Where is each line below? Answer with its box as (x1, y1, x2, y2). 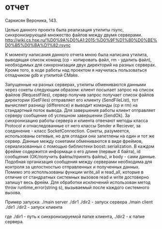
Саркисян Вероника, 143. (5, 17, 57, 23)
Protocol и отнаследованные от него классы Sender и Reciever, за (5, 122, 141, 128)
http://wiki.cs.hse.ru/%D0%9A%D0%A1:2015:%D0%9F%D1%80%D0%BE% (5, 37, 157, 43)
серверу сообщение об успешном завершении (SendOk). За (5, 112, 130, 118)
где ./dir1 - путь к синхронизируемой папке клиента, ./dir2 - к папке (5, 214, 145, 219)
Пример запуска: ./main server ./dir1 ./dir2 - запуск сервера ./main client (5, 199, 153, 205)
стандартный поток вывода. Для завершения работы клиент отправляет (5, 107, 156, 113)
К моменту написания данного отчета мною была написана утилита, (5, 51, 148, 57)
